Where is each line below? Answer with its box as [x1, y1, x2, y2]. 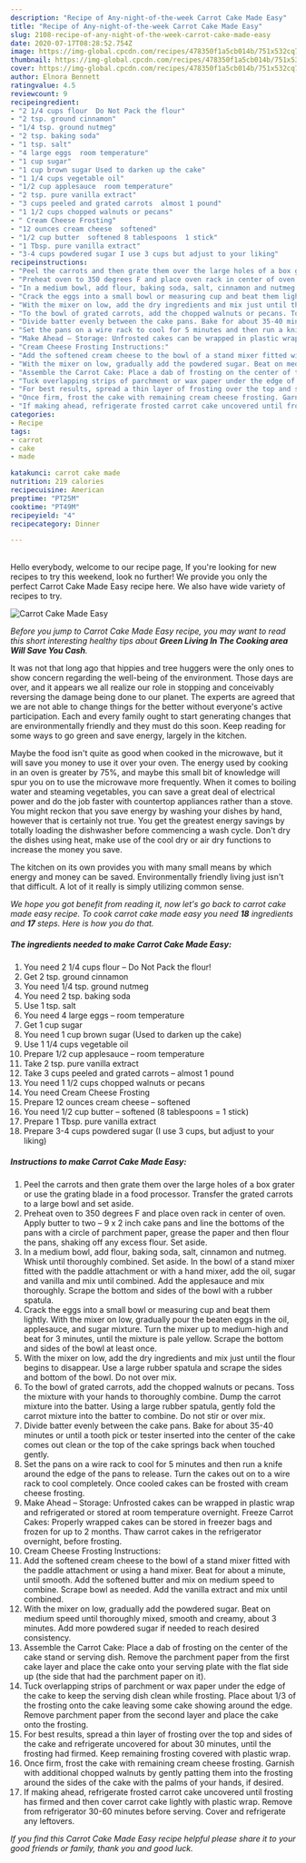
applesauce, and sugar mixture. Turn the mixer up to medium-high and [23, 1324, 289, 1335]
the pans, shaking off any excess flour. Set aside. [23, 1237, 208, 1248]
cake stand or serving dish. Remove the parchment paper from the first [23, 1651, 290, 1662]
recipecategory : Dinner [10, 519, 101, 528]
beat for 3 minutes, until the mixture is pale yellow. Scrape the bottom [23, 1334, 284, 1345]
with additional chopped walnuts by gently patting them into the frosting [23, 1768, 293, 1779]
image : [10, 47, 35, 56]
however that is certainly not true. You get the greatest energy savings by [10, 815, 285, 826]
